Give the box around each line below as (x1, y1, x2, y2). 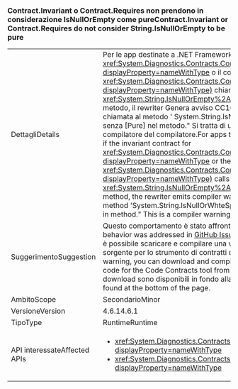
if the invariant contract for (102, 138, 192, 148)
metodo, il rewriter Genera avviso (102, 103, 214, 113)
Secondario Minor (102, 295, 161, 305)
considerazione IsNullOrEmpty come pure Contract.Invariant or (7, 14, 229, 24)
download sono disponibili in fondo (102, 274, 220, 284)
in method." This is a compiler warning (102, 209, 231, 219)
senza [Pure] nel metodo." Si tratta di (102, 121, 226, 131)
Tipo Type (11, 318, 42, 328)
